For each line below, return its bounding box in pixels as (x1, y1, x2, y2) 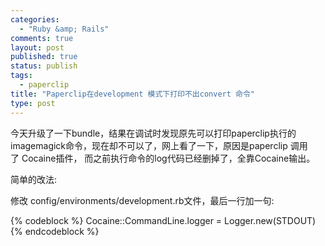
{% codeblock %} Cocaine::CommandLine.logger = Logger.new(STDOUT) (10, 214, 317, 226)
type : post (10, 98, 56, 108)
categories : (10, 14, 60, 25)
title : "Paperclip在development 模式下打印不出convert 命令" (10, 89, 255, 99)
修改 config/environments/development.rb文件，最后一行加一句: (10, 194, 275, 206)
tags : (10, 71, 33, 81)
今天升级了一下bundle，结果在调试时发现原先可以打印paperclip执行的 (10, 127, 297, 139)
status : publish (10, 61, 78, 71)
